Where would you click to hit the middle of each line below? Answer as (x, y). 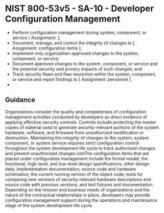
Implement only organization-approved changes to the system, (76, 53)
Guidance (20, 100)
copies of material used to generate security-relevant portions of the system (82, 127)
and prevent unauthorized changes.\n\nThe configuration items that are (77, 153)
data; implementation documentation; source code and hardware (70, 169)
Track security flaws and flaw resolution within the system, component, (84, 74)
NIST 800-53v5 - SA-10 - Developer (80, 9)
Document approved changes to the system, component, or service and (85, 64)
